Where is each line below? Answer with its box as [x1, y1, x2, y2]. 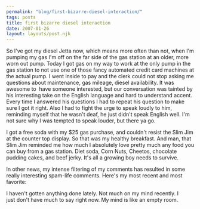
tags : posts [6, 14, 36, 20]
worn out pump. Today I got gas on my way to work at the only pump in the [6, 60, 191, 67]
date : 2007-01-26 [6, 25, 50, 32]
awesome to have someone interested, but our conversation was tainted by [6, 85, 193, 93]
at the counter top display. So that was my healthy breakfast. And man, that [6, 135, 192, 142]
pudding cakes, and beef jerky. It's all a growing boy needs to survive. [6, 154, 179, 161]
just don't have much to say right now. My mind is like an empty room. [6, 196, 179, 204]
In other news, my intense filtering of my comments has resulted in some [6, 165, 186, 173]
